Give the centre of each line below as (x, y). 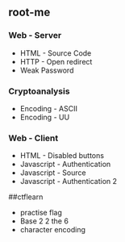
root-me (29, 13)
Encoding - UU (45, 117)
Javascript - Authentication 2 (69, 181)
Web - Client (33, 138)
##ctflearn (26, 197)
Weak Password (47, 70)
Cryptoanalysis (39, 91)
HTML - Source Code (56, 53)
